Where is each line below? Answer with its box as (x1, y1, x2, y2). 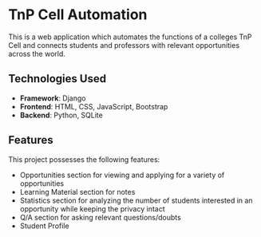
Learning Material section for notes (19, 187, 136, 196)
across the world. (8, 49, 66, 58)
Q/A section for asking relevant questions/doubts (19, 212, 181, 222)
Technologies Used (8, 72, 106, 85)
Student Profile (19, 221, 69, 231)
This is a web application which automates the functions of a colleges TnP (8, 32, 252, 41)
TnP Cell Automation (8, 6, 148, 24)
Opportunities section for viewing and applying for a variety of (19, 170, 225, 180)
